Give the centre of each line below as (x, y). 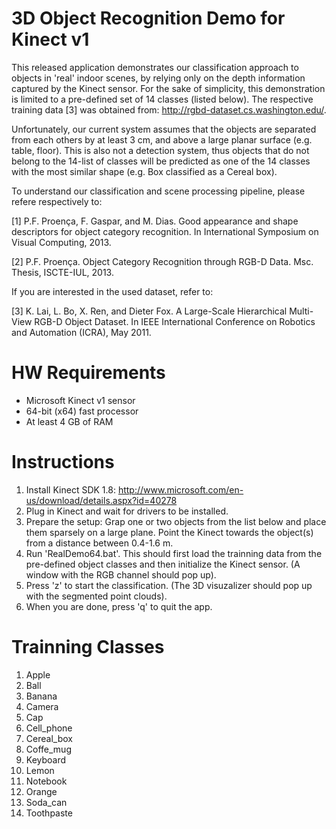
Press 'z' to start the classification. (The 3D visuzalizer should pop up (169, 585)
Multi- (301, 311)
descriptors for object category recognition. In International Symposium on (165, 231)
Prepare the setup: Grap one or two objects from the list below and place (176, 521)
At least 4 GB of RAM (69, 421)
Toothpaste (49, 813)
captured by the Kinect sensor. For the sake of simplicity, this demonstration (168, 88)
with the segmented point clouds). (96, 596)
